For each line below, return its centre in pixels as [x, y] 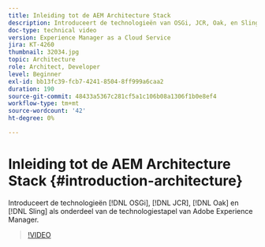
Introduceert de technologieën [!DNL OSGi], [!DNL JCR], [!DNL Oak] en [123, 203]
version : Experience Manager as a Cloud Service [90, 37]
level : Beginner [35, 74]
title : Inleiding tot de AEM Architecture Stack [90, 15]
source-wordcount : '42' [47, 111]
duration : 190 [32, 89]
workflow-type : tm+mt [44, 103]
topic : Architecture [42, 60]
